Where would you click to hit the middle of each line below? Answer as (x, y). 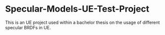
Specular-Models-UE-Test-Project (77, 9)
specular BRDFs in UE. (28, 27)
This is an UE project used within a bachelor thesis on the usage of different (82, 22)
